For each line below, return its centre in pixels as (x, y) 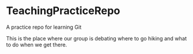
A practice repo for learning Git (44, 27)
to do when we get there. (37, 45)
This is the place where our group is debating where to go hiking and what (97, 38)
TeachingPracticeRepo (63, 11)
